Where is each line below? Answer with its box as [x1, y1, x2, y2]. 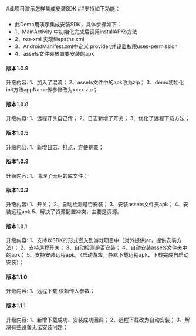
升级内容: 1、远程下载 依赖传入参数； [6, 287, 95, 294]
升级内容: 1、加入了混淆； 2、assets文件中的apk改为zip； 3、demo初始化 [6, 79, 184, 86]
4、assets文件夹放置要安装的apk [14, 50, 94, 57]
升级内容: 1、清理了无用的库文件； [6, 172, 89, 179]
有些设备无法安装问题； [11, 323, 68, 330]
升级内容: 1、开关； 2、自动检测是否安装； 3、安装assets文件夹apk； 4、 [6, 201, 184, 208]
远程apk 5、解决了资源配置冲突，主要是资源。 [11, 208, 123, 215]
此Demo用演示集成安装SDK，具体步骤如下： [14, 21, 122, 28]
